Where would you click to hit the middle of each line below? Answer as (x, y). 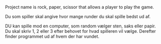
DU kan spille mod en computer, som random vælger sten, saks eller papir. (80, 26)
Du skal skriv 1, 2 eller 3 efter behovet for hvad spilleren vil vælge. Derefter (80, 31)
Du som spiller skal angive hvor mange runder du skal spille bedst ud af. (78, 16)
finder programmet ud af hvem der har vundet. (52, 36)
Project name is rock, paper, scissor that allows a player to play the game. (80, 7)
